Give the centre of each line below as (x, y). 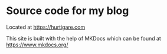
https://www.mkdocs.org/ (37, 45)
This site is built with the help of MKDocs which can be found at (83, 38)
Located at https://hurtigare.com (46, 27)
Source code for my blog (68, 11)
